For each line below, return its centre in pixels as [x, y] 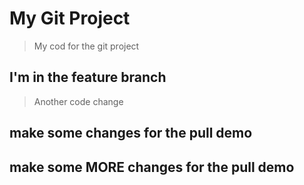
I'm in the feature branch [88, 77]
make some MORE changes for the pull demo [152, 167]
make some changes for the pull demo [131, 133]
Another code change [78, 101]
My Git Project [70, 18]
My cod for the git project [86, 46]
